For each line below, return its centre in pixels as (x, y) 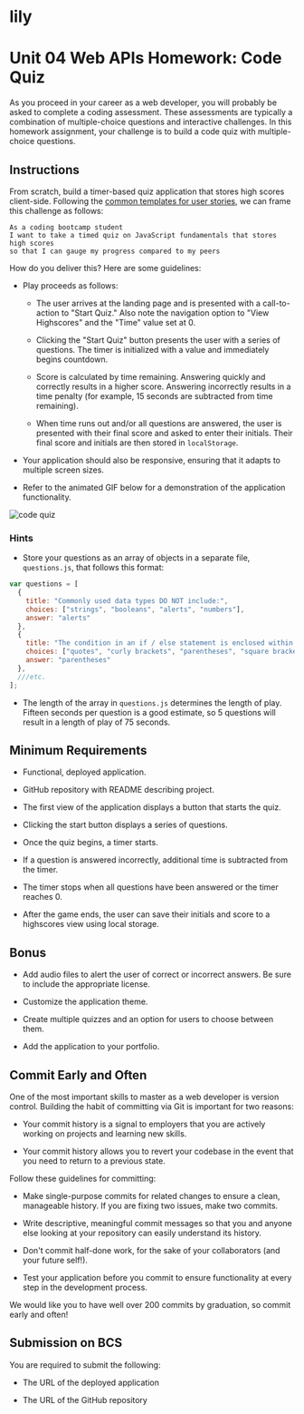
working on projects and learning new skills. (104, 1134)
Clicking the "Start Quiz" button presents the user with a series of (158, 340)
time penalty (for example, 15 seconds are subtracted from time (154, 395)
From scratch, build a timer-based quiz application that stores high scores (147, 191)
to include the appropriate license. (86, 984)
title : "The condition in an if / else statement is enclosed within (160, 643)
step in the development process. (85, 1287)
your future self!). (55, 1260)
